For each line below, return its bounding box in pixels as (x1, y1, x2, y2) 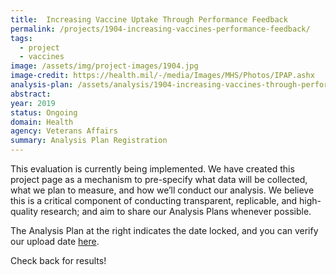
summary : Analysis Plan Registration (10, 136, 168, 146)
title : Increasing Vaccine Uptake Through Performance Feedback (10, 14, 288, 25)
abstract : (10, 89, 52, 99)
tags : (10, 33, 33, 43)
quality (10, 206, 39, 217)
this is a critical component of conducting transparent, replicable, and (10, 195, 298, 206)
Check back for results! (10, 255, 107, 266)
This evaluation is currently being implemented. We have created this (10, 163, 295, 175)
